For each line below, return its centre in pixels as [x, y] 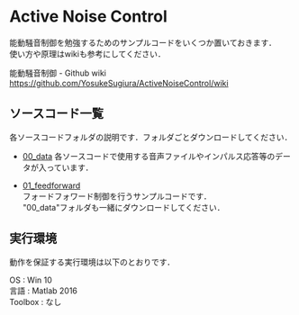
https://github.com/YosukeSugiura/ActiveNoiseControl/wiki [119, 83]
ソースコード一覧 [56, 114]
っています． [70, 167]
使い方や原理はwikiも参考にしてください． [88, 54]
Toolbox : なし [36, 301]
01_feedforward [51, 185]
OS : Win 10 [31, 280]
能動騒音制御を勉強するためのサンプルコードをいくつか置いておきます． [143, 42]
